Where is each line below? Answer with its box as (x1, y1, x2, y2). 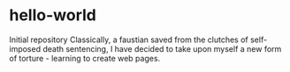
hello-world (9, 5, 97, 25)
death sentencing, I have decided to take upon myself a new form (42, 43, 282, 54)
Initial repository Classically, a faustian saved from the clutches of (9, 34, 249, 45)
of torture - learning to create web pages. (9, 53, 161, 63)
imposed (9, 43, 42, 54)
